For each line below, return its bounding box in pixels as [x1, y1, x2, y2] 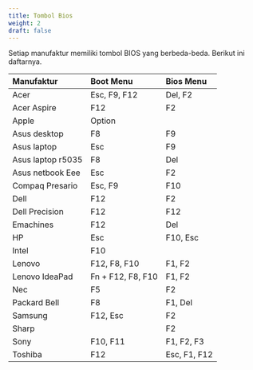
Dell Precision [12, 206, 64, 217]
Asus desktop [12, 129, 64, 140]
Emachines [12, 219, 54, 230]
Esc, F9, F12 [90, 90, 138, 101]
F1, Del [165, 297, 193, 308]
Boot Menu [90, 76, 133, 87]
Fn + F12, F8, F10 [90, 271, 158, 282]
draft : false [8, 26, 52, 34]
